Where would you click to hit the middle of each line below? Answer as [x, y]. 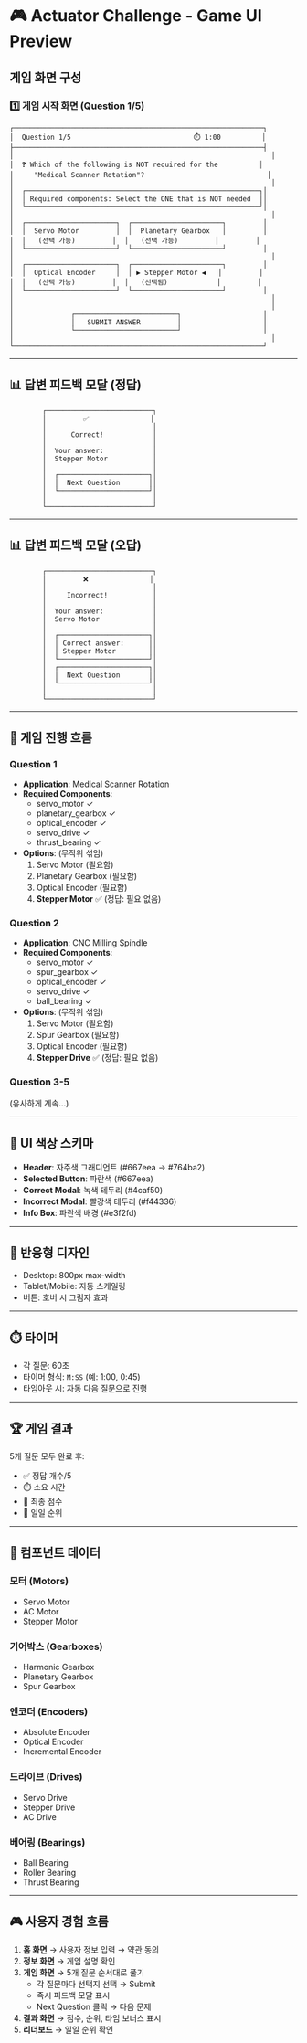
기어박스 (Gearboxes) [56, 1646]
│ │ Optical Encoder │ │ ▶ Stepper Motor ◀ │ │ [136, 272]
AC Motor [41, 1611]
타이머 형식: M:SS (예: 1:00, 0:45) [81, 1377]
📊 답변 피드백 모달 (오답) [75, 546]
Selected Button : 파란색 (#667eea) [88, 1179]
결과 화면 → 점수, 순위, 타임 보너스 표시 [92, 2017]
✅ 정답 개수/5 [47, 1476]
